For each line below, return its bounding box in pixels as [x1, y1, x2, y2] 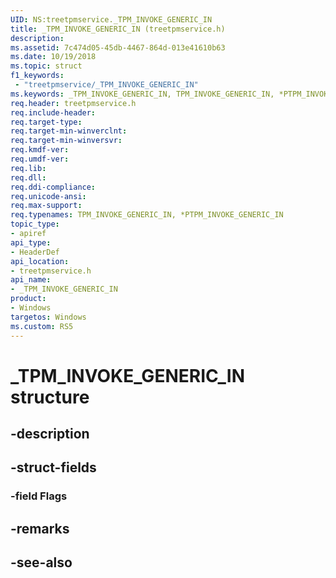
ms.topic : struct [10, 61, 83, 71]
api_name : [10, 275, 52, 285]
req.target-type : [10, 117, 83, 127]
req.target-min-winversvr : [10, 136, 123, 146]
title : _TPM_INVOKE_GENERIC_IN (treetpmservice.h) [10, 24, 226, 34]
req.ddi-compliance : [10, 182, 97, 192]
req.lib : [10, 163, 47, 173]
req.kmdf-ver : [10, 145, 70, 155]
